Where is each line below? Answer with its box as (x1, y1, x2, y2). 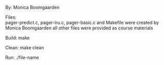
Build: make (5, 35, 30, 41)
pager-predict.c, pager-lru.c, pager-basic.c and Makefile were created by (5, 20, 159, 25)
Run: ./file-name (5, 54, 39, 60)
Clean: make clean (5, 45, 44, 50)
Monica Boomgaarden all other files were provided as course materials (5, 25, 153, 31)
